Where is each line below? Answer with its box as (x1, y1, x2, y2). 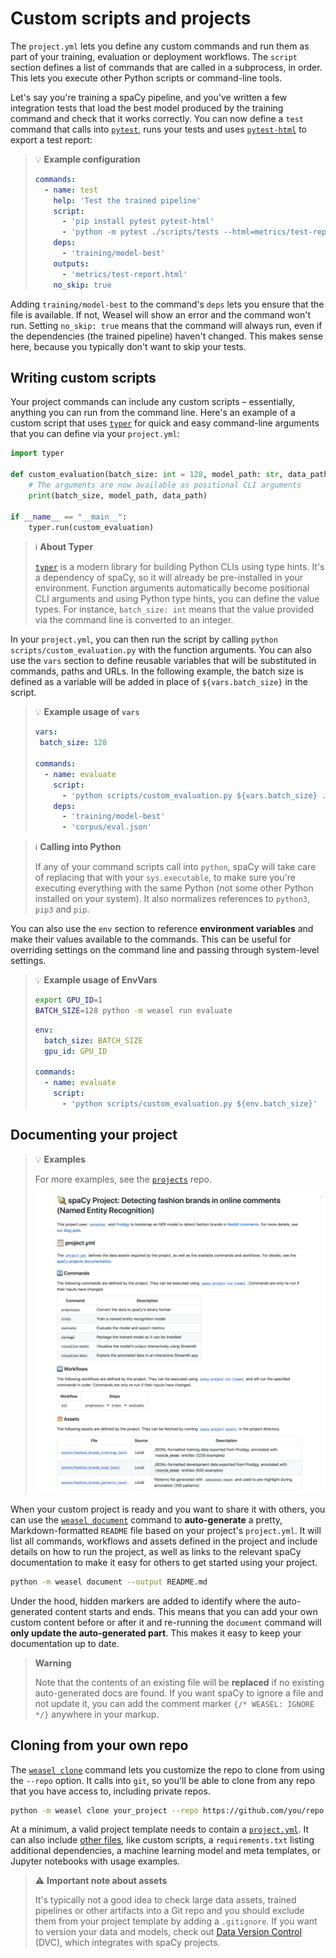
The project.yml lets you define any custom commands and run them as (10, 40, 310, 52)
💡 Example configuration (34, 153, 141, 165)
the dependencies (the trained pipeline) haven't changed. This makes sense (10, 330, 324, 342)
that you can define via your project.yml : (10, 428, 180, 440)
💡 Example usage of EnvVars (34, 974, 158, 986)
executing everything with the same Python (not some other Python (34, 882, 314, 894)
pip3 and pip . (34, 903, 90, 916)
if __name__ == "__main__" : (10, 512, 128, 522)
